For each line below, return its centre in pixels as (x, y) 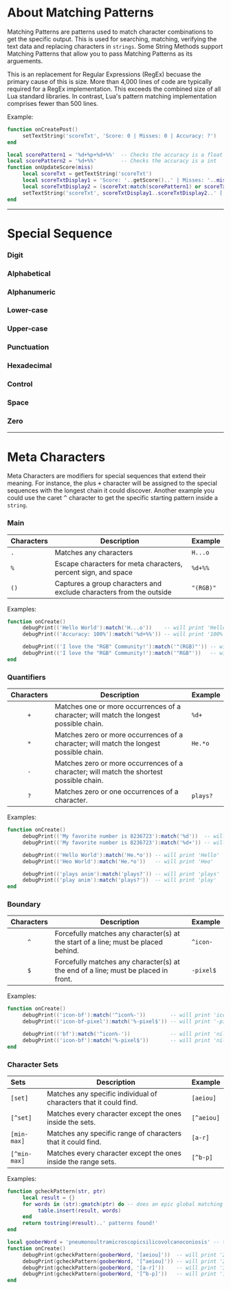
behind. (67, 951)
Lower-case (27, 310)
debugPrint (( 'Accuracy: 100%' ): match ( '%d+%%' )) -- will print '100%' (124, 634)
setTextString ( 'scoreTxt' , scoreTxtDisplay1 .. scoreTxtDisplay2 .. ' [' (124, 193)
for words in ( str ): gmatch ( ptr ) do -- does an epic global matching (123, 1204)
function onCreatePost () (43, 129)
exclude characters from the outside (113, 592)
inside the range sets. (82, 1162)
